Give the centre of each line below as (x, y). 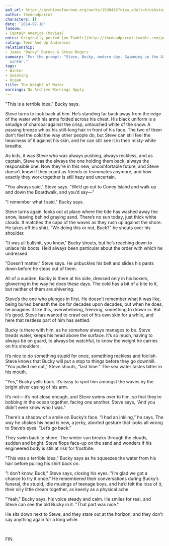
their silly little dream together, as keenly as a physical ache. (67, 489)
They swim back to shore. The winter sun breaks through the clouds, (77, 437)
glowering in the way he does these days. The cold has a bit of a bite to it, (82, 284)
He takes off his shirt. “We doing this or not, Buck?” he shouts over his (78, 228)
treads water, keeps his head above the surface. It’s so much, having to (79, 335)
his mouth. (16, 372)
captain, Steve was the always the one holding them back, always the (77, 161)
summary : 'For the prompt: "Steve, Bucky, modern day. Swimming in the (82, 57)
